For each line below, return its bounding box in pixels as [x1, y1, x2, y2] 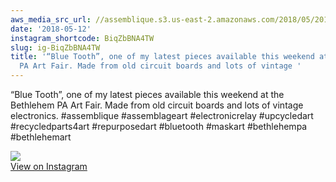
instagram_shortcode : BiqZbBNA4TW [10, 33, 155, 43]
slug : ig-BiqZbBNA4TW [10, 42, 101, 53]
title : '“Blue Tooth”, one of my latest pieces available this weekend [10, 52, 315, 62]
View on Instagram [10, 161, 88, 172]
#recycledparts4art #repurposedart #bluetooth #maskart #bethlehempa [10, 121, 308, 132]
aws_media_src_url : [10, 14, 92, 25]
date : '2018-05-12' [10, 24, 92, 34]
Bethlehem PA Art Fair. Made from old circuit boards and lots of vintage [10, 99, 304, 111]
